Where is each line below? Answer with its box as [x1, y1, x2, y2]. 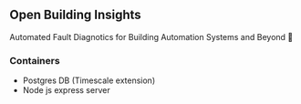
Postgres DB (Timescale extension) [22, 75, 156, 86]
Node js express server [22, 85, 111, 96]
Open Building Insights [9, 7, 141, 23]
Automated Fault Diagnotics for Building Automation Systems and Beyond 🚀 [9, 31, 294, 42]
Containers [9, 54, 61, 67]
